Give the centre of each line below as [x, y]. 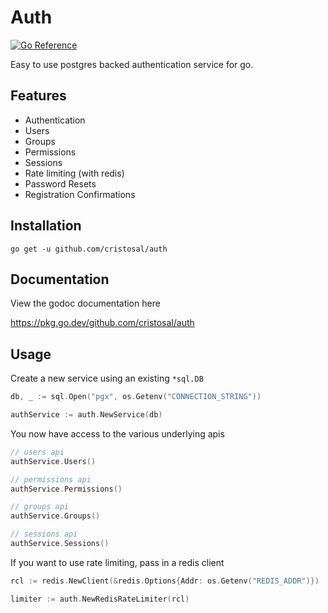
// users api [37, 452]
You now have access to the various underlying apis [117, 433]
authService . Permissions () [66, 489]
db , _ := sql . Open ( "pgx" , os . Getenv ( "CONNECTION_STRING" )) [136, 397]
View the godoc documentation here [85, 303]
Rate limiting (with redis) [74, 173]
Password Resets [60, 183]
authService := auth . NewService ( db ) [86, 415]
